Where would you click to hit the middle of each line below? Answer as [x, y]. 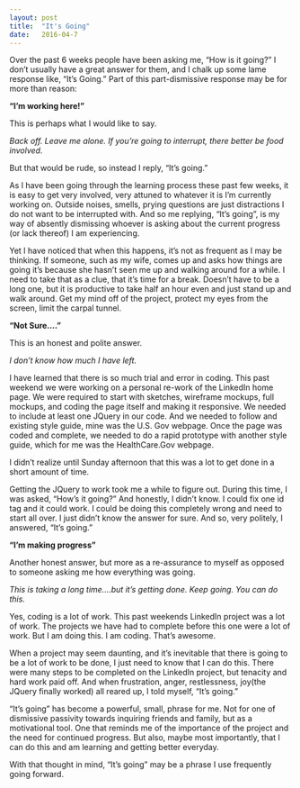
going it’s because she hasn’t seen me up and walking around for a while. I [147, 270]
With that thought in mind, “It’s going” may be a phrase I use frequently [141, 765]
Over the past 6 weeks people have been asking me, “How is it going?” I [143, 60]
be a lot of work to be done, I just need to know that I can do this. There [141, 663]
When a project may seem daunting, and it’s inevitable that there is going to [149, 653]
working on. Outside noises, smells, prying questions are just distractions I [147, 204]
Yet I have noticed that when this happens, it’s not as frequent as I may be [146, 251]
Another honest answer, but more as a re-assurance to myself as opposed [147, 563]
